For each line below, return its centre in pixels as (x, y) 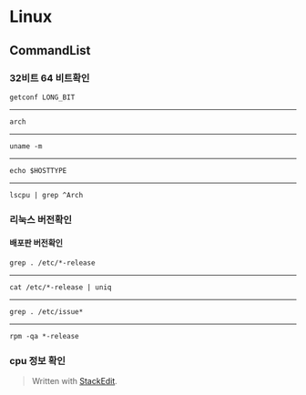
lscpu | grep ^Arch (46, 195)
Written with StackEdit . (75, 381)
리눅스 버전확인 (41, 219)
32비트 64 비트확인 (50, 77)
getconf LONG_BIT (42, 97)
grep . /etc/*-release (52, 263)
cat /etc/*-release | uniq (61, 288)
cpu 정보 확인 (38, 360)
